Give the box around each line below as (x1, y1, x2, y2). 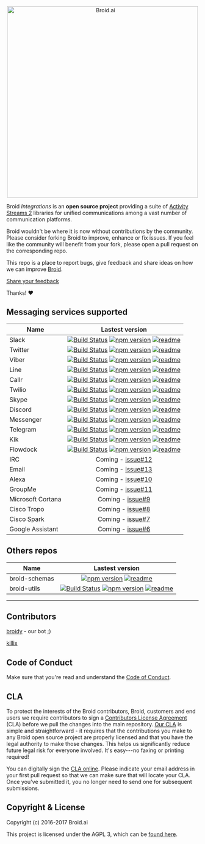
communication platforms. (6, 216, 72, 223)
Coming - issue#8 (97, 504, 151, 513)
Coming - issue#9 (97, 495, 151, 503)
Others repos (6, 546, 58, 556)
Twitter (9, 345, 29, 354)
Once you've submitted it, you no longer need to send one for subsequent (6, 778, 192, 786)
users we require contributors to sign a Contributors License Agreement (6, 714, 187, 721)
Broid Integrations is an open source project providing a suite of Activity (6, 203, 189, 210)
